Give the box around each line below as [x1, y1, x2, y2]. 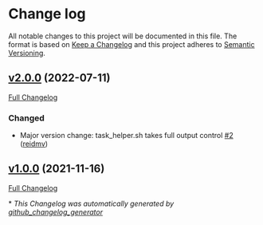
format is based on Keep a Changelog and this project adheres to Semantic [8, 39, 255, 49]
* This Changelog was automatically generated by [8, 199, 175, 208]
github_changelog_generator [8, 207, 104, 216]
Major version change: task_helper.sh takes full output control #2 [19, 131, 234, 140]
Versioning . [8, 48, 46, 57]
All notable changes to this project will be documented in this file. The [8, 31, 237, 41]
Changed [8, 112, 45, 124]
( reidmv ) [19, 139, 49, 148]
